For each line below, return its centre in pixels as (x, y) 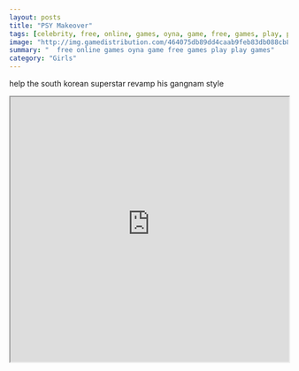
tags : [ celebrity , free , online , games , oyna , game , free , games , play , (146, 34)
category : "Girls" (43, 58)
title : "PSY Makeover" (51, 26)
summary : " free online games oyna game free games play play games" (142, 50)
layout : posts (35, 17)
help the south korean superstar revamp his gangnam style (116, 83)
